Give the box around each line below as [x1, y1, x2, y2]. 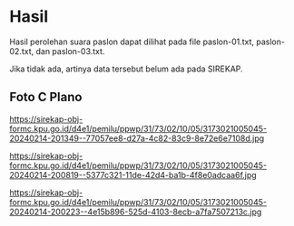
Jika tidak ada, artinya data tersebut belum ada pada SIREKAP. [9, 63, 243, 74]
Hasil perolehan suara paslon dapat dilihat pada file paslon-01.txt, [9, 36, 255, 47]
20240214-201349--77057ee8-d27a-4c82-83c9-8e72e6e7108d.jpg [9, 133, 265, 144]
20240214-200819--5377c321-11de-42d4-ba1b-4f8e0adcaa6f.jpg [9, 169, 257, 180]
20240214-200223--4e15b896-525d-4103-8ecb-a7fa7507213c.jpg [9, 206, 262, 217]
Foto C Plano [9, 89, 83, 105]
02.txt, [9, 45, 34, 56]
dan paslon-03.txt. [35, 45, 105, 56]
